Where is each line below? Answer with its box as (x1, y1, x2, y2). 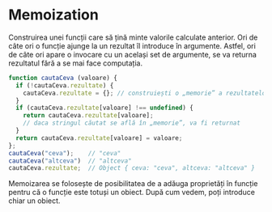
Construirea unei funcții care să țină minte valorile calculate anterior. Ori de (8, 32, 258, 42)
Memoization (8, 6, 99, 24)
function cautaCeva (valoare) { (8, 74, 117, 82)
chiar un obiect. (8, 196, 61, 206)
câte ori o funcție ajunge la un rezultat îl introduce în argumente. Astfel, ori (8, 40, 257, 50)
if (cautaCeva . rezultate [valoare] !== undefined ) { (15, 104, 194, 112)
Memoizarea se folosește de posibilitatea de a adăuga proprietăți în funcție (8, 179, 258, 189)
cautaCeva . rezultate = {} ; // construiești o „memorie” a (23, 89, 223, 97)
